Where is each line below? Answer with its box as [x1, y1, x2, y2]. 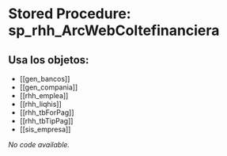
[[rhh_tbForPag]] [19, 108, 74, 117]
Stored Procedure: [8, 5, 132, 23]
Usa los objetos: [8, 53, 89, 67]
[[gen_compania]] [19, 82, 78, 92]
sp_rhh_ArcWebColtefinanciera [8, 21, 220, 40]
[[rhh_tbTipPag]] [19, 116, 74, 125]
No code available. [8, 140, 70, 149]
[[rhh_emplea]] [19, 91, 69, 100]
